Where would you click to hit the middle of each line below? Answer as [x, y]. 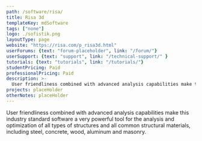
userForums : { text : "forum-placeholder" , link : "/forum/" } [82, 51]
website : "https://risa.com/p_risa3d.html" [62, 46]
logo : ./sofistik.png [33, 34]
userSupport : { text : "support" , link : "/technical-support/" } [87, 56]
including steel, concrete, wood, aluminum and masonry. [76, 131]
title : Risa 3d [25, 17]
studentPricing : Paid [33, 67]
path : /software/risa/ [35, 12]
